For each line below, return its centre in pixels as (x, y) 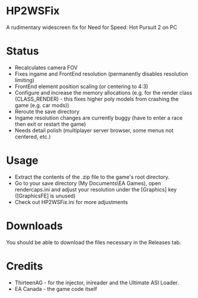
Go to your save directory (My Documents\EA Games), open (88, 183)
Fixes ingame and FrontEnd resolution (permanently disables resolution (101, 74)
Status (23, 51)
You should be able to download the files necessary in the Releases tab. (94, 242)
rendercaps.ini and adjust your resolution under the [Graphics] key (96, 189)
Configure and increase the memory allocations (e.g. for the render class (103, 92)
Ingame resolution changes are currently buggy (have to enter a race (99, 118)
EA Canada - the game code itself (56, 289)
